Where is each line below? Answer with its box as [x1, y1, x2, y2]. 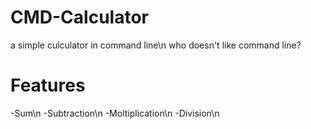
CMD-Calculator [10, 6, 149, 29]
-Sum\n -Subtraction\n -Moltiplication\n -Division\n [10, 107, 220, 119]
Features [10, 74, 86, 97]
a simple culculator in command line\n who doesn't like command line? [10, 39, 302, 51]
